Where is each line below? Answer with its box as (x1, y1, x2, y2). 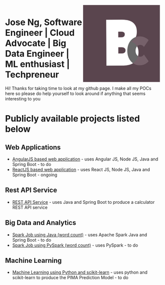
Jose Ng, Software (5, 17, 82, 28)
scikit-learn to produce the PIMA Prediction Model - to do (12, 275, 129, 281)
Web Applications (5, 143, 61, 152)
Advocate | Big (5, 38, 66, 49)
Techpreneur (5, 69, 59, 80)
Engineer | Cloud (5, 27, 75, 38)
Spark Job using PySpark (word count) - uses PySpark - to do (12, 242, 138, 248)
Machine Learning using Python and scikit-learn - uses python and (12, 269, 148, 275)
